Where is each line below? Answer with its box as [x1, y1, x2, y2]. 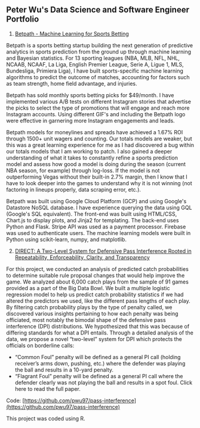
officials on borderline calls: [6, 342, 75, 349]
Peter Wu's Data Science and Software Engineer [6, 5, 190, 15]
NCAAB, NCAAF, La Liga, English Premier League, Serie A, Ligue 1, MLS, [6, 61, 184, 68]
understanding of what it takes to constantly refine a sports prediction [6, 154, 178, 161]
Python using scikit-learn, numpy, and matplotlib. [6, 236, 127, 243]
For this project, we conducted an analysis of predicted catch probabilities [6, 265, 189, 272]
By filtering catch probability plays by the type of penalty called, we [6, 303, 173, 311]
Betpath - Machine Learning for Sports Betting [14, 30, 130, 37]
